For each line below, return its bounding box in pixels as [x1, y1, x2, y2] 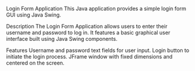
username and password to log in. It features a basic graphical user [6, 29, 170, 36]
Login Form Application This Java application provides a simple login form [6, 5, 186, 12]
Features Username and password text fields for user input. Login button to [6, 47, 190, 54]
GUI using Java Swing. [6, 11, 61, 18]
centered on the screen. [6, 59, 65, 66]
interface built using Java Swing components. [6, 35, 118, 42]
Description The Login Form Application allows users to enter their [6, 23, 168, 30]
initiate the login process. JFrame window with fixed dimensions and [6, 53, 173, 60]
